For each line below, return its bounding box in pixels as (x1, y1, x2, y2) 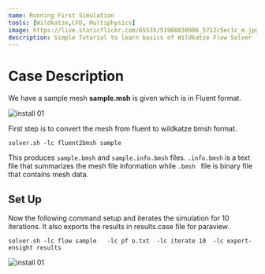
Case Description (8, 68, 125, 85)
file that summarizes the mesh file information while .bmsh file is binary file (8, 161, 253, 171)
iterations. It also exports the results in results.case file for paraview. (8, 222, 230, 231)
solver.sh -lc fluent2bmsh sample (8, 139, 122, 147)
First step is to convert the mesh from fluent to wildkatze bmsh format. (8, 124, 237, 134)
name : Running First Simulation (8, 11, 114, 20)
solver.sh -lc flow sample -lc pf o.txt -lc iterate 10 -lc (8, 237, 224, 245)
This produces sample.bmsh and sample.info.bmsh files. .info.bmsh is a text (8, 153, 251, 162)
